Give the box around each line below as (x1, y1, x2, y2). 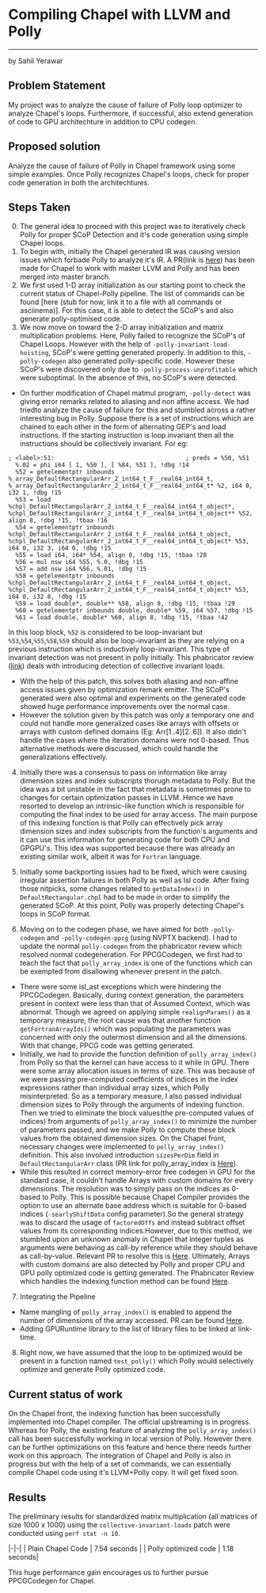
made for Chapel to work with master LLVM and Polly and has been (19, 264, 240, 273)
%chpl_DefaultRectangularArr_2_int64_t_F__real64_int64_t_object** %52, (8, 509, 253, 518)
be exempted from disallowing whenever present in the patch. (19, 966, 222, 976)
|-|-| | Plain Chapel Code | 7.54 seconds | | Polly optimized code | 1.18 (8, 1544, 234, 1553)
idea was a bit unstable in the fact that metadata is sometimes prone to (19, 784, 252, 794)
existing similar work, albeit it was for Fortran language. (19, 852, 202, 861)
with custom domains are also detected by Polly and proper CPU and (19, 1260, 245, 1269)
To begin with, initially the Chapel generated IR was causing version (19, 247, 241, 257)
